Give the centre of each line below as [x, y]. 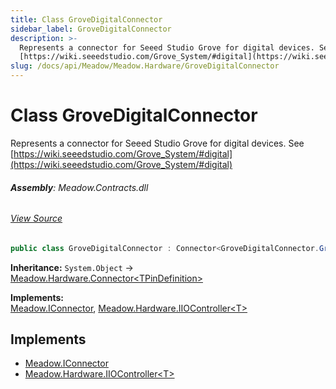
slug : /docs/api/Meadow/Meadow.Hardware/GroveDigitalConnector [145, 66]
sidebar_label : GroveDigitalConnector [91, 29]
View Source [36, 218]
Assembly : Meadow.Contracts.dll [79, 187]
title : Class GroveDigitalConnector [86, 19]
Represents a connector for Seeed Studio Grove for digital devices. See [157, 143]
